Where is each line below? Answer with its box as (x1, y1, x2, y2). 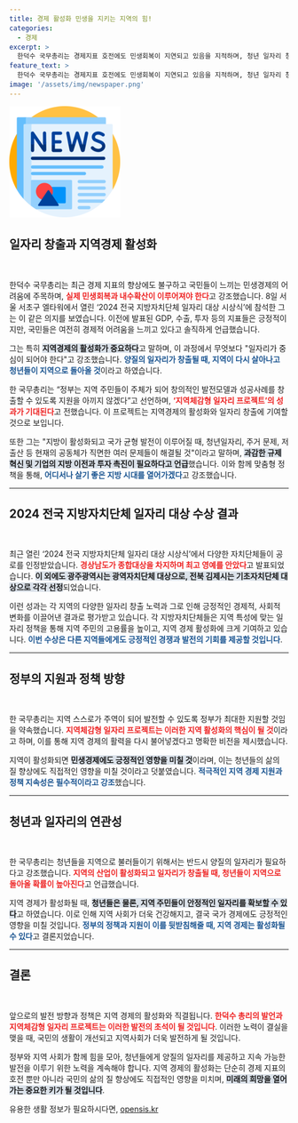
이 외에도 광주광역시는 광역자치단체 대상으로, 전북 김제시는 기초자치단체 (35, 571, 279, 582)
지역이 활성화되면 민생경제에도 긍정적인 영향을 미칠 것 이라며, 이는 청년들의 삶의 (9, 755, 280, 766)
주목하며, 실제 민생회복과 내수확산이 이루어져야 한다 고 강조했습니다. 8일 (32, 290, 278, 301)
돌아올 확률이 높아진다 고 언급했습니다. (9, 878, 139, 889)
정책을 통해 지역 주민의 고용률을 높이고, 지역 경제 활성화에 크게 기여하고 (25, 623, 272, 634)
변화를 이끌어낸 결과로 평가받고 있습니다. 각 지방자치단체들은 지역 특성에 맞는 (9, 612, 275, 622)
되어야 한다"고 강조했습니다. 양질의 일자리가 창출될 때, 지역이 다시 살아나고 (25, 354, 281, 365)
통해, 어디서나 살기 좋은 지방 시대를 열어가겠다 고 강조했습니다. (25, 469, 237, 480)
